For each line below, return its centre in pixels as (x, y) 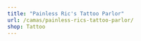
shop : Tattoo (26, 26)
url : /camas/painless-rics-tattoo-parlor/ (70, 20)
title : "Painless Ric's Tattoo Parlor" (66, 14)
